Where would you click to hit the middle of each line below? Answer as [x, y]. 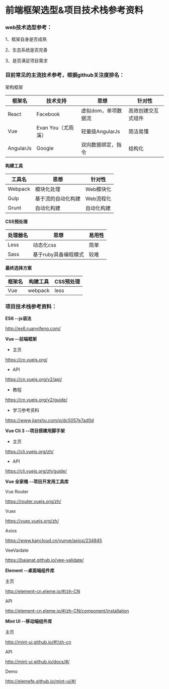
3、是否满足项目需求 [26, 61]
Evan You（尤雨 [55, 128]
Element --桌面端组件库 [30, 570]
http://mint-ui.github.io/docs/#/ [37, 662]
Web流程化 [98, 198]
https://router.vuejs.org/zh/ [33, 501]
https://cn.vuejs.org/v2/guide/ [36, 400]
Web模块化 [98, 189]
